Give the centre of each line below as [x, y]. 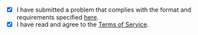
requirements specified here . [58, 17]
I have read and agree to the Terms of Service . [82, 25]
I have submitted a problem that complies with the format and [104, 10]
